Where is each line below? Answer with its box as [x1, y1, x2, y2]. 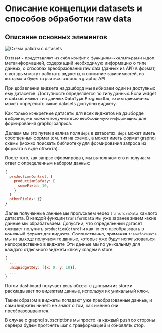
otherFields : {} [9, 197, 42, 202]
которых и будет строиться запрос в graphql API [5, 76, 106, 81]
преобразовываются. [5, 308, 49, 313]
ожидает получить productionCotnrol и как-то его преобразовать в [5, 226, 144, 232]
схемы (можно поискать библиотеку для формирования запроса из [5, 140, 146, 146]
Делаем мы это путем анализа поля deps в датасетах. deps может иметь [5, 130, 156, 136]
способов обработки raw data [5, 13, 132, 24]
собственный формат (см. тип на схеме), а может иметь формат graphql [5, 135, 156, 141]
